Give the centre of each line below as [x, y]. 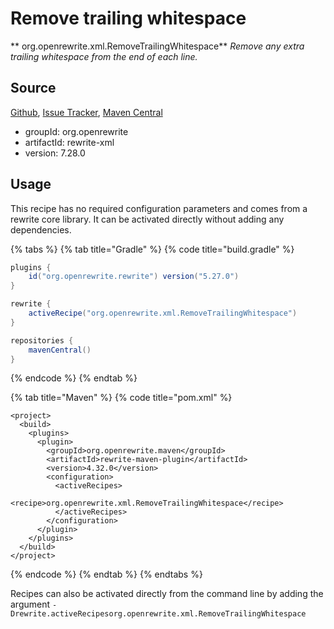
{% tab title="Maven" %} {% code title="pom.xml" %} [121, 398]
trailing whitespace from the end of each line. [104, 56]
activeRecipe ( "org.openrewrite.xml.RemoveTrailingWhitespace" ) [163, 313]
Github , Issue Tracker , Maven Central [86, 112]
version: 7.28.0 [55, 153]
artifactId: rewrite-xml [69, 142]
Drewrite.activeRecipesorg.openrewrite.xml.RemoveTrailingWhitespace [158, 614]
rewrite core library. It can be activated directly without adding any [147, 219]
